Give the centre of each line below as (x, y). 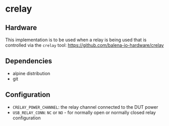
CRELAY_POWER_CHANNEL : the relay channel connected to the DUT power (85, 107)
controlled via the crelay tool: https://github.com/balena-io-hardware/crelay (85, 45)
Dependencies (29, 61)
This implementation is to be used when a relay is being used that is (76, 40)
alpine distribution (31, 73)
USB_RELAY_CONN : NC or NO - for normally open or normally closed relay (84, 112)
